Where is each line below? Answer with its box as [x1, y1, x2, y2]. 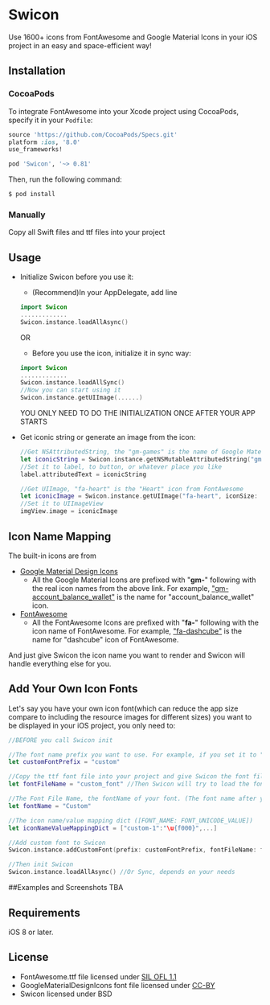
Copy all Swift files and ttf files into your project [8, 228, 166, 237]
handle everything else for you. [8, 658, 112, 668]
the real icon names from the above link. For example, [31, 583, 211, 593]
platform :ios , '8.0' [8, 138, 81, 146]
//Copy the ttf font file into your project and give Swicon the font [8, 773, 250, 781]
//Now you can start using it [19, 386, 122, 395]
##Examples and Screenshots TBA [8, 883, 124, 892]
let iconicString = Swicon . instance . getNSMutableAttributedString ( [19, 455, 252, 463]
